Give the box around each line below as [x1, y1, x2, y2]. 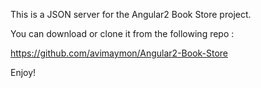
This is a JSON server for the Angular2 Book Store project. [10, 9, 252, 20]
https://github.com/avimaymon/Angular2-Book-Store [10, 47, 229, 59]
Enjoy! [10, 67, 37, 78]
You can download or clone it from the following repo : [10, 28, 235, 39]
